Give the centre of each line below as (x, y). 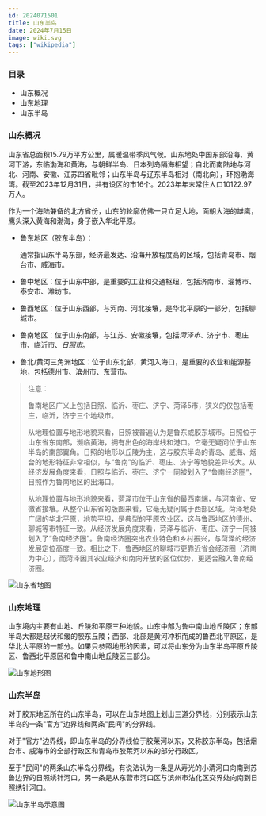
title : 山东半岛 (32, 23)
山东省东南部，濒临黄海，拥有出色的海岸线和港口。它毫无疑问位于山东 (142, 442)
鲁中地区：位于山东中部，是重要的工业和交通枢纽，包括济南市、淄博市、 (137, 281)
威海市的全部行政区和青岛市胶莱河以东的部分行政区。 (116, 751)
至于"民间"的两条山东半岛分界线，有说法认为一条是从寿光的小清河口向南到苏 (133, 768)
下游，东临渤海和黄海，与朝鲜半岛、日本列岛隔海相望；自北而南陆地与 (129, 164)
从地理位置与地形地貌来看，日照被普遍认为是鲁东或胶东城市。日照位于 (142, 432)
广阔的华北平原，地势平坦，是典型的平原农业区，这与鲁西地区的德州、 (142, 518)
